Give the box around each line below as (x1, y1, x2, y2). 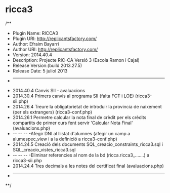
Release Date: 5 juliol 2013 (12, 67, 68, 74)
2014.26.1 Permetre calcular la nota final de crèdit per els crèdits (12, 114, 147, 120)
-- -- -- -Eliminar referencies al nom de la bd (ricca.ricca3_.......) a (12, 152, 150, 158)
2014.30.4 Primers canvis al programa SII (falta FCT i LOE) (12, 93, 134, 99)
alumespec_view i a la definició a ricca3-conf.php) (12, 136, 117, 142)
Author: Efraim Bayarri (12, 41, 59, 47)
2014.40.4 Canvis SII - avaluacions (12, 87, 85, 93)
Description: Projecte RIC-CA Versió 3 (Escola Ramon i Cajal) (12, 57, 140, 63)
